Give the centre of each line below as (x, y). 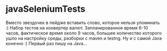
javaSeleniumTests (46, 9)
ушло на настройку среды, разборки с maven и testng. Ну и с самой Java (84, 38)
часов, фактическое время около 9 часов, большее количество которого (84, 33)
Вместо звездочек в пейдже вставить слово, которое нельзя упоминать (83, 23)
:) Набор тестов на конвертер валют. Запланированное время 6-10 (77, 27)
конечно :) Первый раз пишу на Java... (46, 43)
